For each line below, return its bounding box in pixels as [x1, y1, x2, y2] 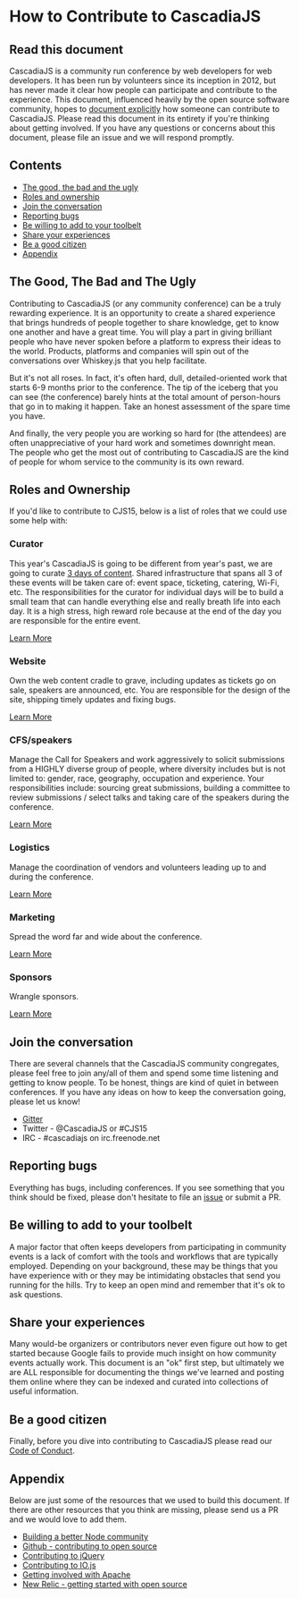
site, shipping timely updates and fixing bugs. [9, 694, 177, 705]
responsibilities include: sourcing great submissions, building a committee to [9, 783, 291, 794]
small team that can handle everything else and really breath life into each [9, 596, 281, 607]
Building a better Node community [21, 1532, 149, 1543]
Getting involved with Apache [21, 1569, 131, 1580]
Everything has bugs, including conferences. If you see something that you [9, 1182, 286, 1193]
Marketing [9, 911, 55, 923]
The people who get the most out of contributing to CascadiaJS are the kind [9, 446, 289, 457]
